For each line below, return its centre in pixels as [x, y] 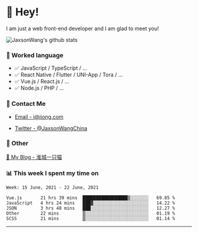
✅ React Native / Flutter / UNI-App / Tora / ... [69, 75]
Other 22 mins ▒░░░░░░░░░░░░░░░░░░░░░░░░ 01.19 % [91, 213]
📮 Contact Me [26, 104]
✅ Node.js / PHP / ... [39, 88]
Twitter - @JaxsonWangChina [51, 128]
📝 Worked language [35, 55]
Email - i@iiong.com [39, 117]
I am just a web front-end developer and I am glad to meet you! [82, 28]
